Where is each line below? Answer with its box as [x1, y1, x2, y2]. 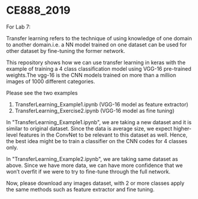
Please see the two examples [6, 89, 78, 96]
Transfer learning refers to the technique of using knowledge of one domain [6, 34, 192, 42]
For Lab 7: [6, 23, 31, 30]
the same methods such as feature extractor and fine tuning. [6, 185, 155, 193]
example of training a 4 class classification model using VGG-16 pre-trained [6, 65, 191, 72]
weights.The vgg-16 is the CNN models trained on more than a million [6, 71, 177, 78]
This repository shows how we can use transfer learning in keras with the [6, 59, 186, 66]
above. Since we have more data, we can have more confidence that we [6, 162, 183, 169]
